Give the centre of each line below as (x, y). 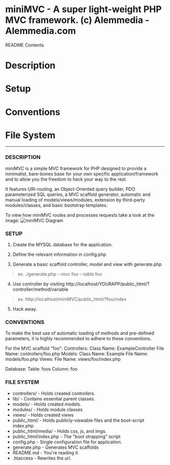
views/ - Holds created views (43, 415)
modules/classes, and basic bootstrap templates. (56, 205)
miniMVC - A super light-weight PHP (83, 9)
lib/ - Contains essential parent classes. (54, 398)
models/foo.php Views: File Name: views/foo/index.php (63, 359)
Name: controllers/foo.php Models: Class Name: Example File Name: (77, 354)
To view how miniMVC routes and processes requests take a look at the (80, 215)
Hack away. (25, 309)
